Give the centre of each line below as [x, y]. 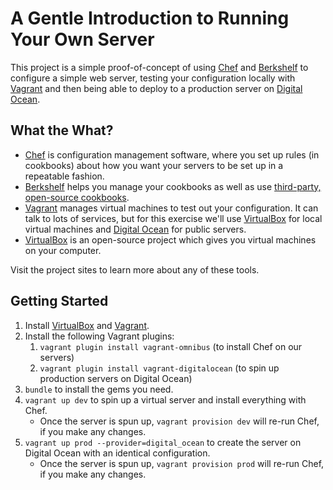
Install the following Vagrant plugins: [99, 336]
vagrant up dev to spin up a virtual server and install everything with [165, 399]
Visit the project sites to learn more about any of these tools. [135, 269]
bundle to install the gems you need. [99, 389]
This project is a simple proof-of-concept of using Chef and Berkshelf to [159, 67]
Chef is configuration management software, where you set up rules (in [172, 154]
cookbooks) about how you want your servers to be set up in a [154, 165]
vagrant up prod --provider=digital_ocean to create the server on [163, 442]
